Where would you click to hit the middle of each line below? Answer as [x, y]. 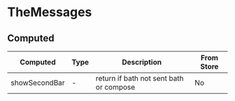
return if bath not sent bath [140, 78]
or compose [115, 87]
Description [142, 62]
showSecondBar [38, 83]
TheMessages [50, 12]
